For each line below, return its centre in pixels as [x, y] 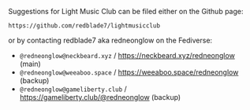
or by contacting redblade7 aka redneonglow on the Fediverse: [110, 40]
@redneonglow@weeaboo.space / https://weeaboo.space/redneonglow [129, 72]
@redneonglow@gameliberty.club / [73, 89]
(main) [30, 64]
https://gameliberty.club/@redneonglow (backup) [100, 97]
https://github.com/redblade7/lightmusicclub [84, 26]
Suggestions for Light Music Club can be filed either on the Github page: [126, 11]
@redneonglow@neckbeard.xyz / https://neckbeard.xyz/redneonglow [127, 55]
